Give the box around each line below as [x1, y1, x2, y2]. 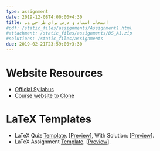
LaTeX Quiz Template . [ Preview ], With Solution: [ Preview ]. [14, 132, 154, 139]
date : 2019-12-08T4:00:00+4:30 [6, 14, 83, 20]
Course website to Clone [14, 92, 74, 99]
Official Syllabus [14, 85, 55, 92]
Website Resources [6, 67, 103, 80]
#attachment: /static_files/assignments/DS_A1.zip [6, 30, 132, 36]
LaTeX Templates [6, 112, 92, 126]
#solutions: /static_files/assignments [6, 36, 104, 42]
